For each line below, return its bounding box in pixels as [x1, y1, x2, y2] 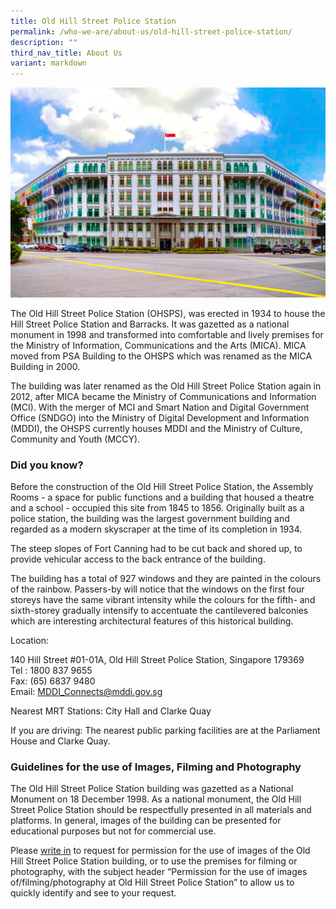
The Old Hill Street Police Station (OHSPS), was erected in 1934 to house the [10, 307, 326, 319]
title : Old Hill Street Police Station [10, 16, 177, 26]
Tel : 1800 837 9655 [10, 665, 93, 677]
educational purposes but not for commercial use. [10, 825, 217, 837]
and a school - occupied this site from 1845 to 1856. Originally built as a [10, 502, 305, 514]
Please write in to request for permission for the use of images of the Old [10, 845, 311, 857]
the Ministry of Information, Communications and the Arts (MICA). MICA [10, 339, 307, 351]
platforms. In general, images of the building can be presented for [10, 815, 282, 827]
